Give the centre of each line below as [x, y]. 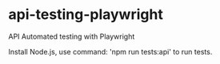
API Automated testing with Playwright [72, 36]
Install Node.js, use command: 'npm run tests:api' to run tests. [110, 51]
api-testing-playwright [86, 15]
